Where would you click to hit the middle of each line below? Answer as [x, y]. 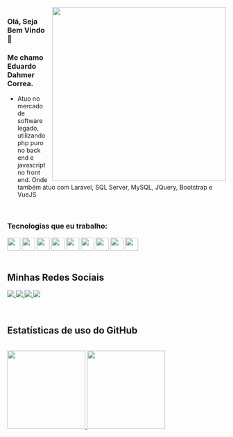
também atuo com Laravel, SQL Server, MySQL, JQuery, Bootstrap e [115, 188]
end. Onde [32, 180]
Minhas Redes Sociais [56, 277]
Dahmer [21, 74]
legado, [28, 129]
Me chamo [25, 57]
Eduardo [22, 66]
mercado [30, 106]
